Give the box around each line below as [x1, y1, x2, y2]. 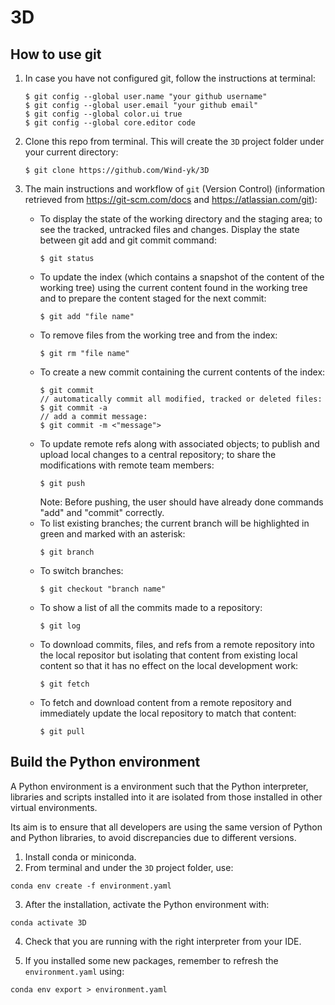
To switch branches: [39, 565, 124, 576]
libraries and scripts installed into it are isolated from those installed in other [10, 791, 323, 803]
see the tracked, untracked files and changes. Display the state [39, 224, 300, 235]
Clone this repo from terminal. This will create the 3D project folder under [24, 136, 325, 147]
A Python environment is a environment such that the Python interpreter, [10, 780, 309, 792]
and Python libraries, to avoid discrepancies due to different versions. [10, 831, 297, 843]
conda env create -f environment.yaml [10, 881, 172, 891]
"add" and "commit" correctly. [39, 507, 165, 518]
